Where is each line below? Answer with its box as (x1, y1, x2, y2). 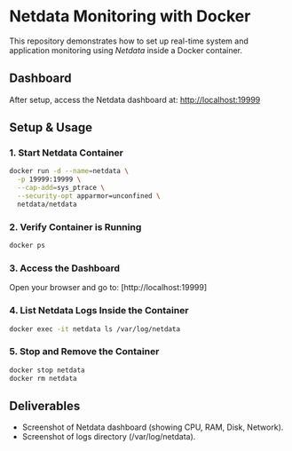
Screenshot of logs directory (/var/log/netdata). (21, 431, 196, 442)
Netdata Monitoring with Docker (9, 6, 251, 27)
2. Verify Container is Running (9, 220, 142, 233)
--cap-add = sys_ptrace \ (17, 184, 105, 193)
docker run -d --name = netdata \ (9, 167, 129, 176)
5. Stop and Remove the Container (9, 345, 160, 358)
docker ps (9, 241, 46, 250)
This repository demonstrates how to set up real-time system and (9, 36, 249, 46)
